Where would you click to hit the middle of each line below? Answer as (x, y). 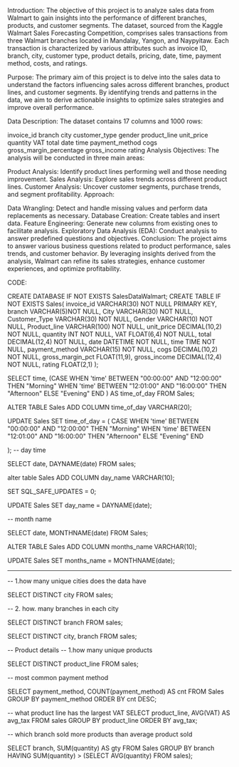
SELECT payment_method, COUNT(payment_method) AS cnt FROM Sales (116, 691)
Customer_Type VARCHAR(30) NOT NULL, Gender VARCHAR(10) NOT (110, 319)
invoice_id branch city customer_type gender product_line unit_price (108, 135)
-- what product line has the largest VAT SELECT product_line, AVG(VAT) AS (119, 713)
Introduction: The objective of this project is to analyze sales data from (111, 10)
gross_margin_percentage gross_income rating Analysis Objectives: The (113, 150)
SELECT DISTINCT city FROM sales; (60, 595)
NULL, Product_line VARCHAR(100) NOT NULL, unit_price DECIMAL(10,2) (115, 326)
